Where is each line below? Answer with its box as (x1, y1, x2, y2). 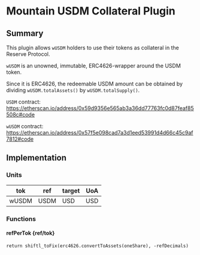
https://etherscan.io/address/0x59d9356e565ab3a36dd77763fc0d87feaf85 (6, 105, 195, 112)
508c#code (6, 111, 35, 118)
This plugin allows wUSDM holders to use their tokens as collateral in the (6, 44, 180, 51)
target (62, 186, 80, 195)
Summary (6, 28, 44, 38)
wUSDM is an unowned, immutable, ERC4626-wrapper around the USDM (6, 62, 181, 69)
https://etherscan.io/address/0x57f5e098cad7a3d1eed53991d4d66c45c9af (6, 129, 193, 136)
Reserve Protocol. (6, 51, 50, 58)
